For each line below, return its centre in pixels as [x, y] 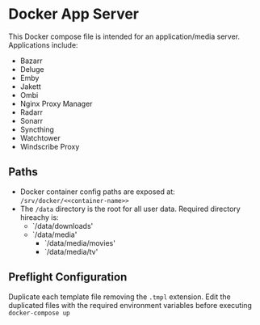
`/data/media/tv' [71, 251]
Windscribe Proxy [50, 146]
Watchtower [40, 137]
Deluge [32, 69]
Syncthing [37, 129]
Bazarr [31, 61]
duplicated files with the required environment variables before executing [130, 305]
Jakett [31, 87]
